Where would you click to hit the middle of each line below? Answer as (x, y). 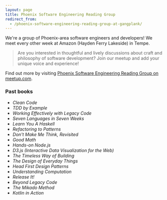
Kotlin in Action (28, 192)
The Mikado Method (33, 187)
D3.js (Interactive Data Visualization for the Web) (63, 150)
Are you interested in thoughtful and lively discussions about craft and (90, 53)
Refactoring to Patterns (37, 129)
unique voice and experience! (48, 63)
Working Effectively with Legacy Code (52, 113)
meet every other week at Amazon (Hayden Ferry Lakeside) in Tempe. (77, 43)
